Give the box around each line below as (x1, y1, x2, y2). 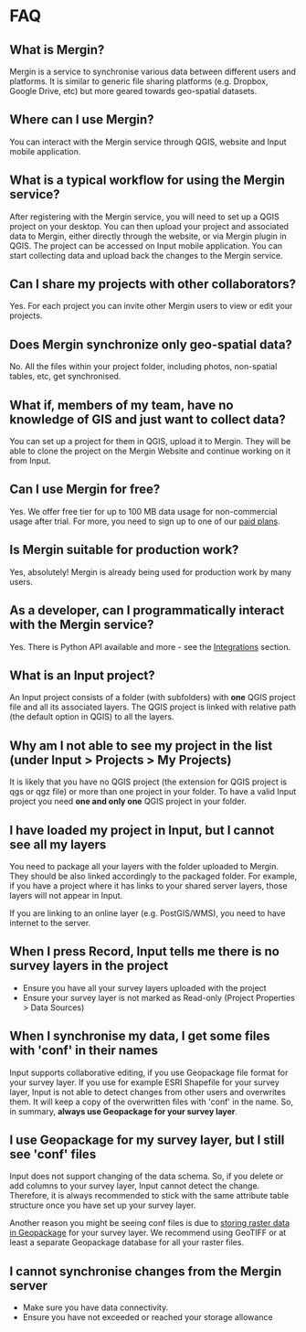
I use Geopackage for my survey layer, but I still (9, 1132, 285, 1147)
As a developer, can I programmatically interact (9, 602, 285, 618)
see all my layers (9, 836, 107, 852)
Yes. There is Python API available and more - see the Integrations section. (9, 641, 291, 652)
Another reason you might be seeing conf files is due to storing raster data (9, 1218, 290, 1229)
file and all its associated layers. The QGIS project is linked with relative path (9, 701, 297, 713)
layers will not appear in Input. (9, 890, 123, 900)
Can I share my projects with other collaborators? (9, 276, 297, 293)
